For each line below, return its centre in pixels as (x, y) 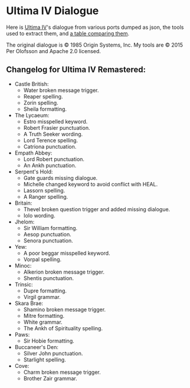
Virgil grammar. (42, 297)
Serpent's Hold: (34, 172)
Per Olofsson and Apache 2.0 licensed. (54, 51)
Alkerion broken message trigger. (64, 272)
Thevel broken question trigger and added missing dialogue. (97, 209)
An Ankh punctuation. (50, 165)
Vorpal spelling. (42, 259)
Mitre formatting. (44, 315)
